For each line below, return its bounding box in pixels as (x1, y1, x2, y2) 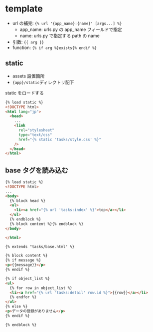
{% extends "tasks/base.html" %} (5, 244, 75, 249)
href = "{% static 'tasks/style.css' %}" (18, 137, 101, 142)
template (5, 3, 43, 14)
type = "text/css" (18, 132, 52, 137)
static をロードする (5, 89, 44, 95)
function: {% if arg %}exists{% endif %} (12, 44, 97, 50)
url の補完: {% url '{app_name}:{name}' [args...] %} (12, 20, 122, 26)
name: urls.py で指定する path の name (19, 32, 100, 38)
